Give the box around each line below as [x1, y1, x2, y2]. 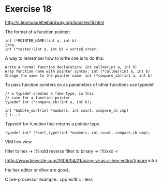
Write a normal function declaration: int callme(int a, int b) [5, 65, 137, 69]
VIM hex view [5, 138, 32, 144]
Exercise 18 [5, 3, 52, 15]
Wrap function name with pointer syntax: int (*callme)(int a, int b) [5, 69, 150, 74]
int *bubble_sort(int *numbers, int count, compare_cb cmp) [5, 108, 129, 113]
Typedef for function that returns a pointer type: [5, 120, 101, 127]
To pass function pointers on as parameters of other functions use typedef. [5, 82, 155, 87]
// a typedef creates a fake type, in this [5, 91, 94, 96]
